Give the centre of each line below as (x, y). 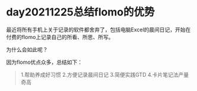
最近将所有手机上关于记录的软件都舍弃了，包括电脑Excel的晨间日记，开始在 (99, 30)
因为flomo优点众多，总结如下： (45, 62)
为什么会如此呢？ (27, 49)
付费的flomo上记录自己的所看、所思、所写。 (60, 37)
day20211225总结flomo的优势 (80, 12)
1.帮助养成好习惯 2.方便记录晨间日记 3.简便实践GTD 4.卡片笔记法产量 (105, 74)
